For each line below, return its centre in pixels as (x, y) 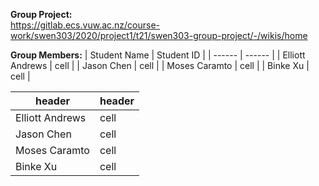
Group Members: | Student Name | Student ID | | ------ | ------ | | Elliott (158, 55)
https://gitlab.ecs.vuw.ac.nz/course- (85, 25)
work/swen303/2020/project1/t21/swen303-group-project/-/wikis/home (159, 35)
